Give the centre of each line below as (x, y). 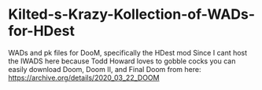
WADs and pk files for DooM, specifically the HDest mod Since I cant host (128, 52)
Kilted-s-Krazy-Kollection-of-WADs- (132, 14)
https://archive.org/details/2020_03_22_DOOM (84, 77)
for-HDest (41, 31)
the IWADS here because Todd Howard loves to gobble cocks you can (122, 61)
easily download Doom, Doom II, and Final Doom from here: (105, 69)
